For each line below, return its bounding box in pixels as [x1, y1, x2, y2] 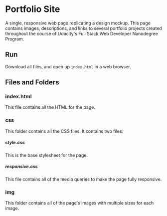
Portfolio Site [5, 3, 60, 15]
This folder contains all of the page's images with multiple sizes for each [5, 200, 154, 206]
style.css [5, 140, 25, 146]
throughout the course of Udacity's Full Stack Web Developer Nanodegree [5, 30, 158, 36]
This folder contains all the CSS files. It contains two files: [5, 128, 124, 134]
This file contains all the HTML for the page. [5, 104, 96, 110]
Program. [5, 36, 24, 42]
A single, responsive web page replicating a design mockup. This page [5, 20, 151, 26]
